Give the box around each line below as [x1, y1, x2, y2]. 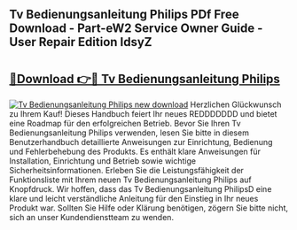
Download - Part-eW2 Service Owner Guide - [9, 21, 263, 36]
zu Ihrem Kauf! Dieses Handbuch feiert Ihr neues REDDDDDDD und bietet [9, 109, 277, 119]
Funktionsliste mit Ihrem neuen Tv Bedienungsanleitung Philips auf [9, 174, 253, 185]
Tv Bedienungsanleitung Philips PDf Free [9, 7, 239, 22]
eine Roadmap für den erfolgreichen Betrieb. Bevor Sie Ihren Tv [9, 119, 241, 128]
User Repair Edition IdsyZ [9, 34, 152, 50]
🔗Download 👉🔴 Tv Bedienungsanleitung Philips [9, 71, 281, 87]
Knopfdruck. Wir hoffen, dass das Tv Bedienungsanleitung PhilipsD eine [9, 184, 272, 194]
